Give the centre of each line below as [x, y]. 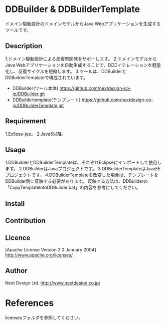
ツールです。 [18, 30]
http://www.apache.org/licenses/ [39, 255]
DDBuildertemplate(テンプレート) [46, 100]
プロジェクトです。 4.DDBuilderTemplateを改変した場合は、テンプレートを [82, 175]
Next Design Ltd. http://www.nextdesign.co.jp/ [53, 283]
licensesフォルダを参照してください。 [44, 317]
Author [16, 271]
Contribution [25, 221]
